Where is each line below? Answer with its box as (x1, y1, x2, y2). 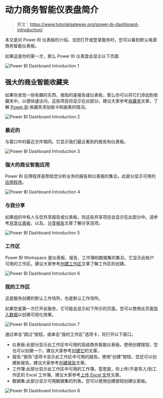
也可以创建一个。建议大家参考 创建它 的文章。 (12, 348, 102, 354)
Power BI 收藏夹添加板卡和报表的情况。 (10, 104, 89, 110)
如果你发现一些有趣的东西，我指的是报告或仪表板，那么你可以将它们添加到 (5, 92, 154, 97)
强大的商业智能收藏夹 (5, 78, 69, 86)
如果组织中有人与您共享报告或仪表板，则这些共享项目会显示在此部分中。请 (5, 214, 154, 220)
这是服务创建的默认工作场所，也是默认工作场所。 (5, 295, 103, 301)
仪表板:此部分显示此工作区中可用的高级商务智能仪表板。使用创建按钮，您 (12, 342, 158, 348)
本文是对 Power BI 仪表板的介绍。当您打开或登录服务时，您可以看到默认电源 (5, 37, 157, 43)
